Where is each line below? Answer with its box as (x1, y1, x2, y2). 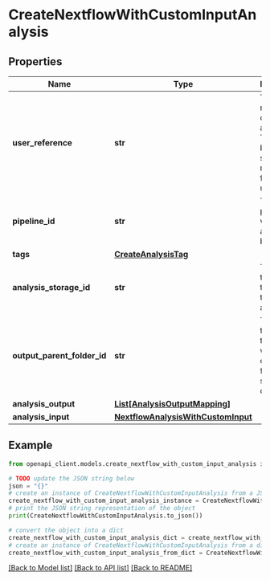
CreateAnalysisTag (113, 249, 189, 259)
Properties (8, 55, 63, 68)
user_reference (12, 137, 72, 148)
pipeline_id (12, 215, 55, 227)
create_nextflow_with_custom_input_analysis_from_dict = (8, 549, 203, 557)
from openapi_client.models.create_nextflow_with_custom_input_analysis (8, 460, 257, 468)
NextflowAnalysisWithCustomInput (113, 411, 253, 423)
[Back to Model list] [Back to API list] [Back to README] (8, 563, 193, 573)
